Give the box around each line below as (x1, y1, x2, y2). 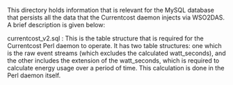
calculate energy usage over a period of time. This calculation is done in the (7, 64, 225, 72)
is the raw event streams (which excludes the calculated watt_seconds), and (7, 49, 226, 57)
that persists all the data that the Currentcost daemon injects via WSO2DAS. (7, 13, 225, 22)
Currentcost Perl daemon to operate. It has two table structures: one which (7, 42, 223, 49)
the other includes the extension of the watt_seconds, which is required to (7, 56, 220, 65)
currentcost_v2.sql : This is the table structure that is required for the (7, 34, 204, 42)
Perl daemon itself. (7, 71, 61, 79)
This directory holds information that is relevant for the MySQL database (7, 6, 214, 14)
